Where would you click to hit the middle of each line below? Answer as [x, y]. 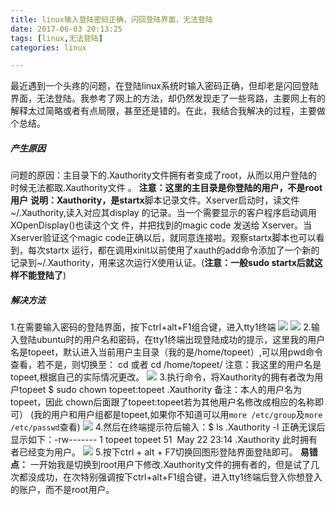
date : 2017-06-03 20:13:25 [66, 29]
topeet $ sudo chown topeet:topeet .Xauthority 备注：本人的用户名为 [160, 390]
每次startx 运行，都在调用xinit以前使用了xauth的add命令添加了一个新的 [173, 250]
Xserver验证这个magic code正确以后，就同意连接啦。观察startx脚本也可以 [163, 238]
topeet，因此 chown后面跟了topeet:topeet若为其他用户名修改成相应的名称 [163, 402]
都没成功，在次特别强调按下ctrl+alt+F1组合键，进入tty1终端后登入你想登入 [170, 477]
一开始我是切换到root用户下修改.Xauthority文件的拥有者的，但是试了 [170, 465]
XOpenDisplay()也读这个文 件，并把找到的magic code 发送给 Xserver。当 [161, 225]
